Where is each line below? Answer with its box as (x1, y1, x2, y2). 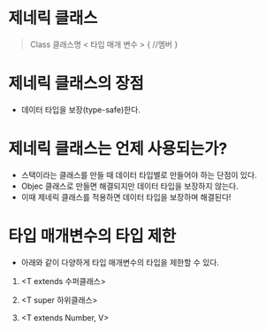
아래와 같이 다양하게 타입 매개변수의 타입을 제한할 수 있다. (20, 257, 220, 267)
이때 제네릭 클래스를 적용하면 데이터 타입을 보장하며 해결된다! (20, 191, 232, 202)
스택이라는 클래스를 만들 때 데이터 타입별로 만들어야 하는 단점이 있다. (20, 169, 257, 180)
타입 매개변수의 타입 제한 (8, 227, 177, 246)
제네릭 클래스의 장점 (8, 73, 145, 94)
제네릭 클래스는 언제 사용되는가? (8, 139, 228, 159)
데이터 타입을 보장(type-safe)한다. (20, 104, 141, 115)
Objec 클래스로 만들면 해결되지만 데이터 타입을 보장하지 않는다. (20, 181, 239, 191)
